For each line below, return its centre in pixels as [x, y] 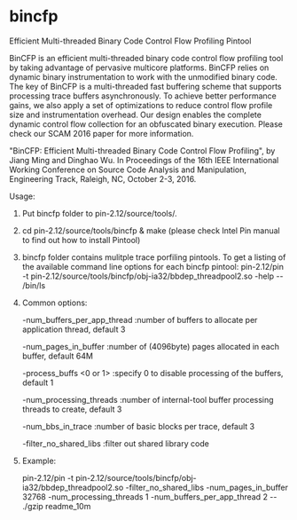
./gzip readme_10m [56, 506]
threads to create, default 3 [72, 409]
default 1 [38, 382]
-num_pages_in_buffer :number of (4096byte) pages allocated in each [150, 346]
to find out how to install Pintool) [81, 240]
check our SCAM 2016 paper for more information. [102, 133]
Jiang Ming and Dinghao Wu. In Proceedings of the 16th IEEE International [144, 160]
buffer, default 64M [57, 356]
